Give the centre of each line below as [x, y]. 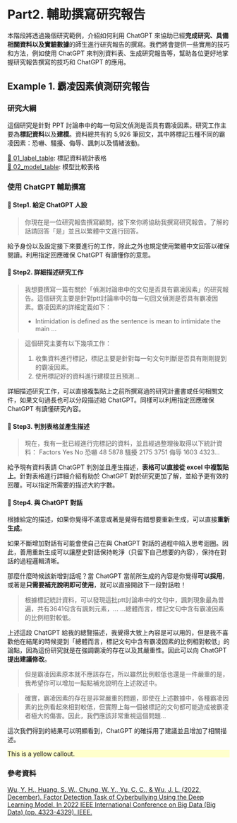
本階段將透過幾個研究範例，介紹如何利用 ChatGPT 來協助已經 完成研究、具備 [118, 35]
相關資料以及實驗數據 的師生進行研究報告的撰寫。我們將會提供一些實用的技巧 [119, 44]
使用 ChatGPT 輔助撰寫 [47, 187]
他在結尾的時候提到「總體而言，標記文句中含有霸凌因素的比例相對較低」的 [121, 642]
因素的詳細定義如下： [80, 307]
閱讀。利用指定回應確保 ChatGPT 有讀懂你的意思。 [81, 255]
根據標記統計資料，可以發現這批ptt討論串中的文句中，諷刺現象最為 [121, 600]
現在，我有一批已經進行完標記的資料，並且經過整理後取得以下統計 [120, 444]
